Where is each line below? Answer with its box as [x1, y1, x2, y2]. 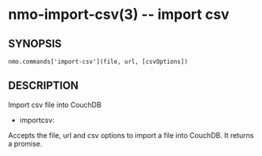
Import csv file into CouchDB [8, 100, 102, 110]
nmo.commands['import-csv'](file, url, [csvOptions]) [8, 58, 189, 65]
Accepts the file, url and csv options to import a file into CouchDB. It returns [8, 130, 254, 139]
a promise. [8, 139, 43, 148]
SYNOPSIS [8, 37, 62, 50]
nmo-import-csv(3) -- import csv [8, 6, 230, 24]
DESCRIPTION [8, 79, 79, 92]
